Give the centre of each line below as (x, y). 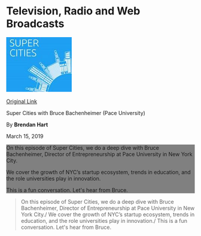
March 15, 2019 (25, 136)
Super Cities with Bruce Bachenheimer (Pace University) (76, 113)
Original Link (22, 101)
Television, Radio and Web (73, 11)
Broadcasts (35, 24)
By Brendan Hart (27, 125)
